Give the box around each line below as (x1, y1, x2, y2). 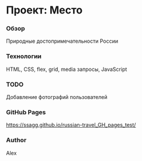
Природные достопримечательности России (6, 37, 119, 44)
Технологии (6, 52, 42, 60)
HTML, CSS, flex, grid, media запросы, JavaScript (6, 66, 127, 73)
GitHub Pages (6, 108, 46, 116)
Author (6, 136, 27, 144)
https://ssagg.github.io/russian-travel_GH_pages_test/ (6, 121, 136, 129)
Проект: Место (6, 4, 83, 17)
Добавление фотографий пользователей (6, 94, 108, 101)
